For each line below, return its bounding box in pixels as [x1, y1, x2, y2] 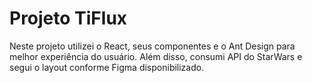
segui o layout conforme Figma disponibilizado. [9, 61, 205, 73]
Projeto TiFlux [9, 7, 128, 30]
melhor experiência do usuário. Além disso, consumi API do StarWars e [9, 50, 303, 62]
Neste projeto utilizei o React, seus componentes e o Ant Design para [9, 40, 296, 52]
